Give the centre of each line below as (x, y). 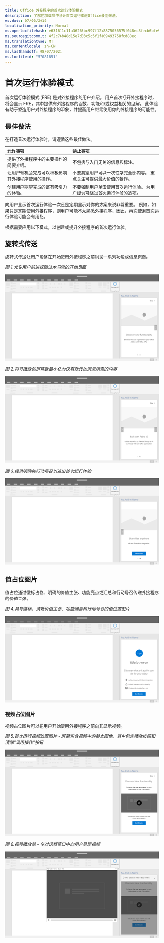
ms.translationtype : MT (29, 42)
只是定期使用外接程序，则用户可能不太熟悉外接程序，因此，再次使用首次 (82, 211)
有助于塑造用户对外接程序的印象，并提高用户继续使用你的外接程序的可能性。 (82, 109)
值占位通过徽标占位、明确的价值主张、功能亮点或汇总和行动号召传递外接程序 (82, 592)
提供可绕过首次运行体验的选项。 (109, 193)
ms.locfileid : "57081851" (31, 57)
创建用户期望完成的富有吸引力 (37, 187)
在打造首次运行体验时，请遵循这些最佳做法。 (50, 139)
